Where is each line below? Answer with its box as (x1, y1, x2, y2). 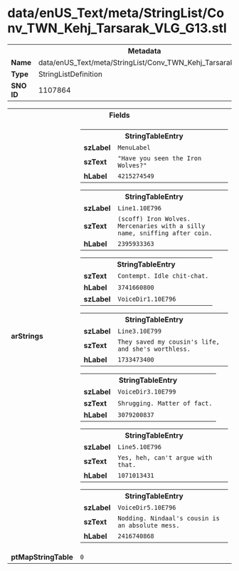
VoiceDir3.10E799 (117, 387, 176, 396)
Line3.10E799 (117, 326, 162, 335)
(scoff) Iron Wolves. (117, 215, 191, 222)
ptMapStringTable (11, 552, 73, 562)
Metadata (127, 46, 161, 56)
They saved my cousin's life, (117, 337, 221, 346)
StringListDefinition (38, 69, 103, 79)
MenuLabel (117, 143, 151, 151)
